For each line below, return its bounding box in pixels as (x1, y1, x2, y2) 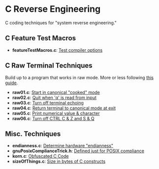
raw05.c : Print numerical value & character (12, 110, 100, 116)
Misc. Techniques (5, 130, 61, 138)
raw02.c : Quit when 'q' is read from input (12, 95, 97, 101)
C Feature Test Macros (5, 34, 76, 42)
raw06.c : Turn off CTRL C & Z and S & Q (12, 115, 95, 121)
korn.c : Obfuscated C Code (12, 153, 69, 159)
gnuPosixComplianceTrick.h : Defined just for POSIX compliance (12, 148, 144, 154)
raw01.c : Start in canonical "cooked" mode (12, 89, 100, 95)
